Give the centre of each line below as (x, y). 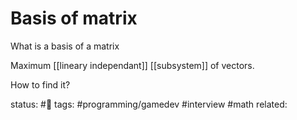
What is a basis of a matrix (65, 46)
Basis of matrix (74, 18)
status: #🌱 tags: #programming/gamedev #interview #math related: (149, 104)
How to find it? (40, 84)
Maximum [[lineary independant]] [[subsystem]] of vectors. (132, 65)
